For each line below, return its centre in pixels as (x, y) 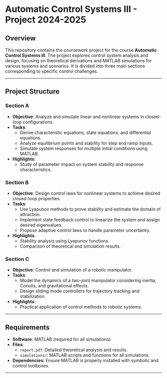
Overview (21, 38)
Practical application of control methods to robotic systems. (81, 307)
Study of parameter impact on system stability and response (82, 164)
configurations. (38, 122)
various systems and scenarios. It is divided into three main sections (75, 66)
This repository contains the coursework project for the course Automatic (81, 50)
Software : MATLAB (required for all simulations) (61, 339)
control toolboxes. (31, 366)
